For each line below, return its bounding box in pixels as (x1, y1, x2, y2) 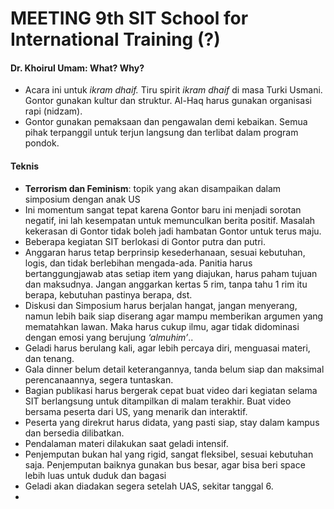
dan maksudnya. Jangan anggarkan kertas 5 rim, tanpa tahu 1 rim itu (24, 278, 308, 290)
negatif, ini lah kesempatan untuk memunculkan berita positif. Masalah (24, 214, 316, 226)
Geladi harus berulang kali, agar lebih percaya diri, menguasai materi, (24, 342, 311, 354)
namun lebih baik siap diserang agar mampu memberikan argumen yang (24, 310, 324, 322)
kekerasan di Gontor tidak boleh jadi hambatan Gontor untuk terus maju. (24, 225, 322, 237)
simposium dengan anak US (24, 193, 141, 205)
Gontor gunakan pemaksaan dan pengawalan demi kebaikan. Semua (24, 116, 308, 128)
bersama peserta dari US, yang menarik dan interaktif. (24, 405, 248, 417)
